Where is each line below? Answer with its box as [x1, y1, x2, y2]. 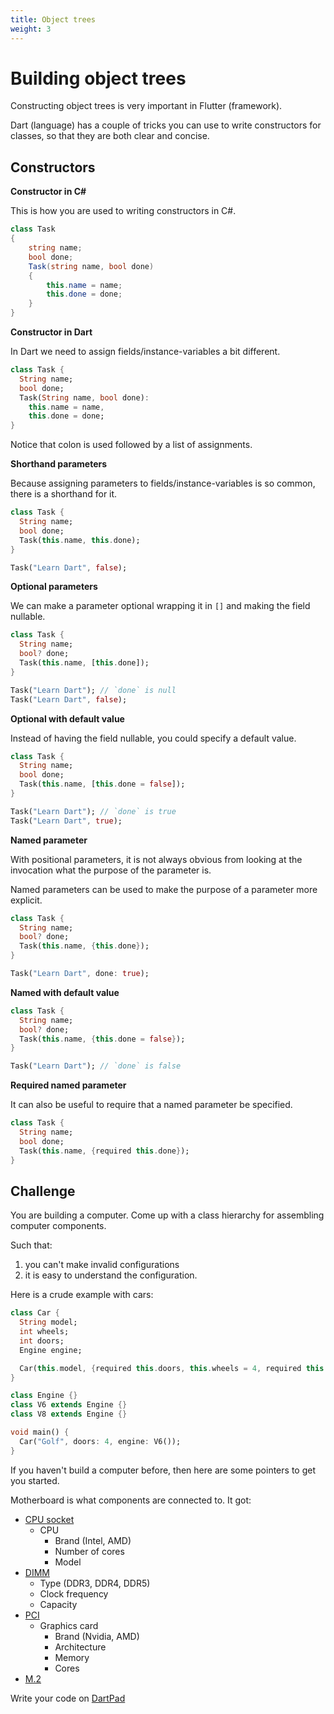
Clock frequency [39, 1587, 109, 1600]
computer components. [10, 1220, 107, 1232]
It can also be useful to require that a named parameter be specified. [10, 1099, 293, 1111]
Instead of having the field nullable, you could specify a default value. [10, 732, 297, 744]
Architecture [54, 1641, 107, 1653]
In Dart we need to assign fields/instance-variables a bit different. [10, 346, 281, 357]
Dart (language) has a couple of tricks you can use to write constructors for [10, 119, 322, 131]
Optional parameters [10, 581, 98, 593]
